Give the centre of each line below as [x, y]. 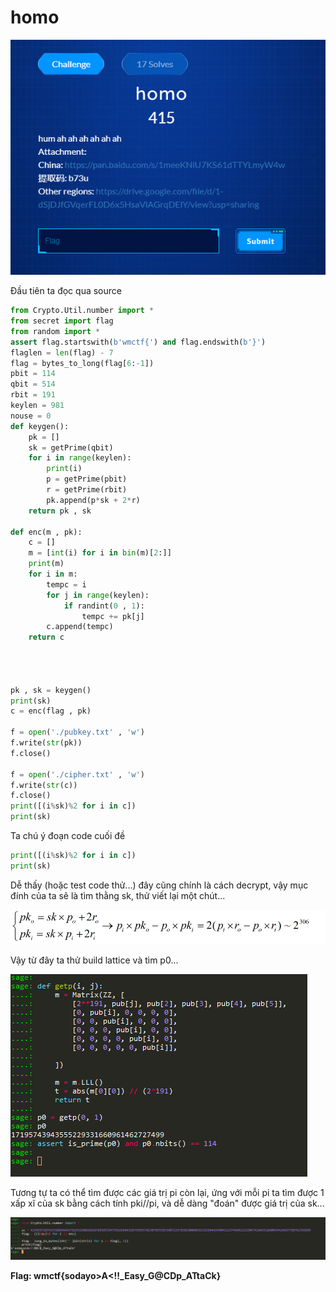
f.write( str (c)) [44, 785]
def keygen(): [40, 426]
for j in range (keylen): [98, 595]
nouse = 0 [31, 416]
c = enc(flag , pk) [51, 711]
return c [46, 637]
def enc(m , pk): [46, 532]
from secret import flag [62, 321]
